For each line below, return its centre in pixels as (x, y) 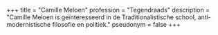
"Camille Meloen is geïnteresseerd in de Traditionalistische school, (101, 17)
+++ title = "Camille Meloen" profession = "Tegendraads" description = (108, 10)
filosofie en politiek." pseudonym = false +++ (116, 24)
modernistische (29, 24)
